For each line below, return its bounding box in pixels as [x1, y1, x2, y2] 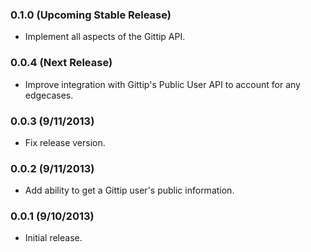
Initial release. [24, 232, 83, 244]
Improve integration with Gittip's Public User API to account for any [24, 78, 301, 90]
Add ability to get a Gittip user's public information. [24, 184, 235, 197]
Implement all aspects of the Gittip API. [24, 31, 186, 43]
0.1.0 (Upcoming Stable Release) [10, 8, 172, 22]
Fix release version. [24, 136, 106, 148]
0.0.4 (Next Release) [10, 56, 113, 70]
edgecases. [24, 89, 74, 101]
